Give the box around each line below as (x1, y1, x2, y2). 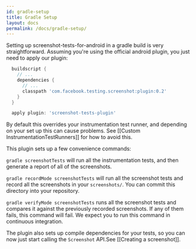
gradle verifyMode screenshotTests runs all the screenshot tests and (6, 199, 176, 206)
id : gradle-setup (6, 8, 50, 15)
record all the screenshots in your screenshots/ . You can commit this (6, 181, 176, 188)
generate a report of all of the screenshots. (6, 163, 112, 170)
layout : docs (6, 20, 39, 26)
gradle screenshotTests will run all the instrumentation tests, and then (6, 156, 179, 164)
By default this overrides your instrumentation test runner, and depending (6, 121, 187, 128)
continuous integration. (6, 218, 63, 225)
